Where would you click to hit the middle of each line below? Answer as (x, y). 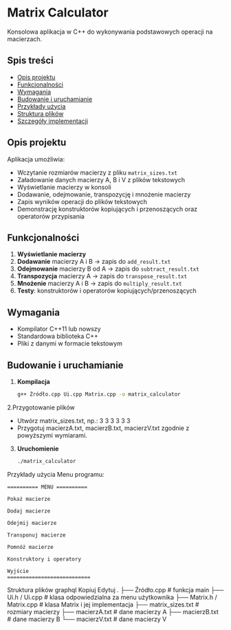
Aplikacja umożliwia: (36, 159)
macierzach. (25, 38)
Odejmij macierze (32, 523)
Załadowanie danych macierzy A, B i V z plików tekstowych (101, 179)
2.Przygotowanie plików (41, 407)
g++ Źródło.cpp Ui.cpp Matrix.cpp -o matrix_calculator (99, 394)
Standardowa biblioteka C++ (57, 336)
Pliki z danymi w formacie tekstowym (69, 344)
